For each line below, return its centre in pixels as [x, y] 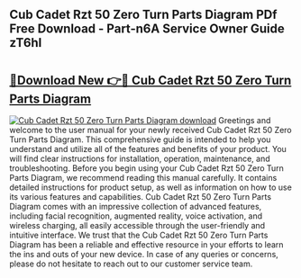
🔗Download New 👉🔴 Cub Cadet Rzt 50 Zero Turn [150, 80]
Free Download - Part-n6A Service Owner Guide [147, 29]
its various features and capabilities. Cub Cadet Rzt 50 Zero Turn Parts [141, 197]
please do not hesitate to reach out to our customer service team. [131, 264]
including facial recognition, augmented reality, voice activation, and [136, 216]
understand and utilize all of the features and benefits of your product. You [148, 149]
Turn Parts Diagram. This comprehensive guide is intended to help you [140, 139]
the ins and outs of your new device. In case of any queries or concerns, [144, 254]
